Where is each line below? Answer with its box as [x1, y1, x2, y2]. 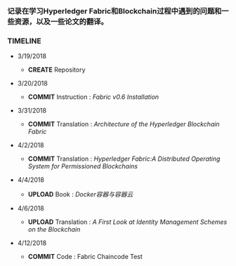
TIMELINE [7, 36, 41, 46]
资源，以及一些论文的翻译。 [14, 16, 109, 26]
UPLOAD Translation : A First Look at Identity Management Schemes [27, 218, 228, 226]
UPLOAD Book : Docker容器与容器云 [27, 190, 133, 199]
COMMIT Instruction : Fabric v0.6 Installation [27, 93, 159, 101]
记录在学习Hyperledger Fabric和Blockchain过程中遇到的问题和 [7, 6, 222, 15]
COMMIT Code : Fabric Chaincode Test [27, 253, 143, 261]
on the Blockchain [27, 225, 81, 234]
